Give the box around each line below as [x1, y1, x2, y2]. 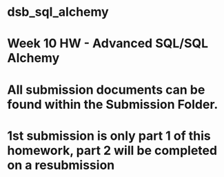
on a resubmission [7, 157, 115, 173]
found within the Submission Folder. [7, 96, 218, 112]
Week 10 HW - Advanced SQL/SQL [7, 36, 209, 52]
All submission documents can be [7, 82, 205, 97]
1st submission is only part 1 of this [7, 128, 212, 143]
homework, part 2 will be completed [7, 143, 218, 158]
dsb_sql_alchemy [7, 4, 109, 20]
